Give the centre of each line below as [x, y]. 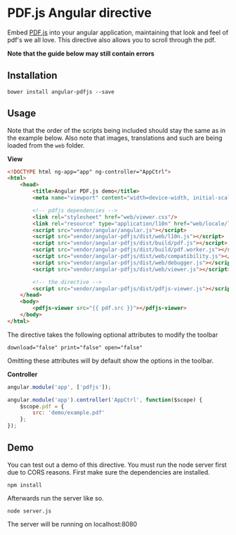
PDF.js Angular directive [80, 13]
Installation [32, 76]
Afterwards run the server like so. [55, 498]
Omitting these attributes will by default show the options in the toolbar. [111, 361]
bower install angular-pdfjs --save [61, 92]
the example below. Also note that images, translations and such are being [115, 138]
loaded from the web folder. [46, 145]
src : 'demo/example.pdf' [69, 413]
